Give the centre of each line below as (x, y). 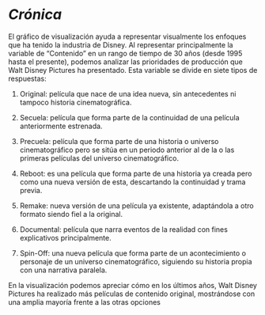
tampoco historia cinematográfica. (76, 102)
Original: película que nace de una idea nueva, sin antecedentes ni (128, 93)
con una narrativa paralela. (63, 270)
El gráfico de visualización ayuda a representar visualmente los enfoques (127, 36)
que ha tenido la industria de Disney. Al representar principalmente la (121, 44)
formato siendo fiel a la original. (71, 214)
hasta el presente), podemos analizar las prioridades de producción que (126, 62)
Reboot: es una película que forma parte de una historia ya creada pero (136, 173)
